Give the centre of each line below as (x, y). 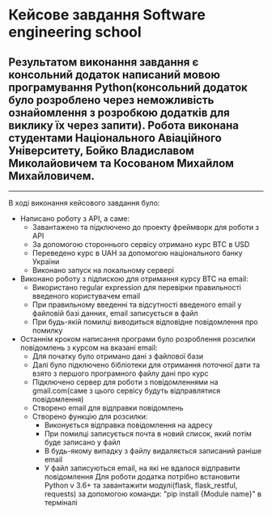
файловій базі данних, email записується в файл (115, 313)
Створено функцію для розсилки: (90, 416)
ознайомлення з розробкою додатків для (119, 112)
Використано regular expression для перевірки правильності (136, 287)
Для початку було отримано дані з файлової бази (118, 356)
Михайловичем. (51, 176)
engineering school (75, 32)
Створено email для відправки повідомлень (108, 408)
